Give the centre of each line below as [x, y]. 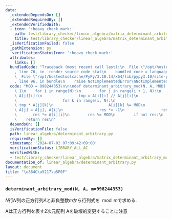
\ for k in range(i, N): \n [65, 100]
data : [11, 10]
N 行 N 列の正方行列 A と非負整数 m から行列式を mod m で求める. [71, 200]
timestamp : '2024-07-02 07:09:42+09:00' [53, 143]
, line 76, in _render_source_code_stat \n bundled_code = [81, 72]
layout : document [24, 167]
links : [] [25, 62]
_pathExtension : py [31, 48]
